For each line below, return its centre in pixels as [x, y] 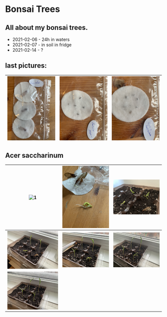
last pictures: [26, 66]
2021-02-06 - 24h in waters [41, 39]
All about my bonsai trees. [46, 28]
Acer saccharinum [34, 155]
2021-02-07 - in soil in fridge [42, 45]
